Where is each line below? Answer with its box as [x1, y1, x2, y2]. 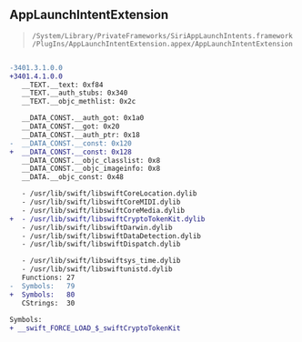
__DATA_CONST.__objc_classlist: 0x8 [21, 156, 161, 165]
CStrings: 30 [21, 298, 75, 307]
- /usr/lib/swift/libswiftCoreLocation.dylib [21, 189, 197, 198]
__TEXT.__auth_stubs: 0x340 [21, 88, 128, 98]
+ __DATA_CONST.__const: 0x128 [9, 147, 132, 156]
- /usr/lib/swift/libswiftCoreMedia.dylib [21, 206, 185, 215]
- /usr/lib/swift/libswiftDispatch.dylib [21, 240, 181, 249]
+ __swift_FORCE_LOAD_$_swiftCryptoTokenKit [9, 324, 181, 333]
